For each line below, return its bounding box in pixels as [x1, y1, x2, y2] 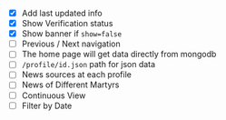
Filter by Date [21, 100, 73, 111]
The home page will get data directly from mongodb [21, 49, 217, 60]
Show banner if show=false [21, 28, 123, 39]
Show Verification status [21, 18, 113, 29]
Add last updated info [21, 8, 103, 18]
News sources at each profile [21, 69, 133, 80]
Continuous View [21, 90, 86, 101]
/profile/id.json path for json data [21, 59, 156, 70]
